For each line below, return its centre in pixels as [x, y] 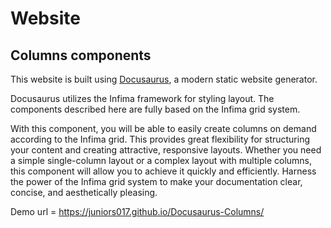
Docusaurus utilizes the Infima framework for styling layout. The [142, 98]
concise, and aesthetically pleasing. [84, 192]
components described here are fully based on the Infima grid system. [155, 109]
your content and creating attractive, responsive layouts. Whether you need [166, 150]
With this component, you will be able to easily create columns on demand [163, 128]
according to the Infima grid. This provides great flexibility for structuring [160, 139]
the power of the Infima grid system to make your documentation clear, [156, 181]
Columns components [81, 55]
